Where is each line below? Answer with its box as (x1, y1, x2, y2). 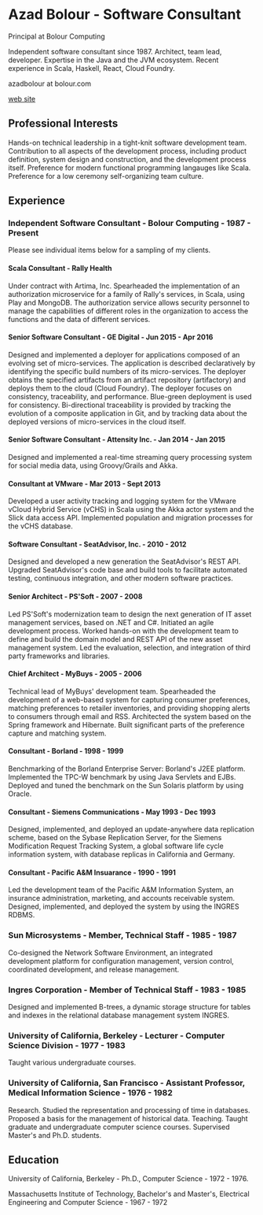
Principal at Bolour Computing (8, 31, 106, 41)
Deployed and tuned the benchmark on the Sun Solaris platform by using (8, 781, 244, 791)
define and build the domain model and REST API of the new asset (8, 634, 223, 643)
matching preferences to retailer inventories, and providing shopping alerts (8, 703, 250, 713)
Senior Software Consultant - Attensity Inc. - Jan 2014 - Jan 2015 (8, 435, 226, 444)
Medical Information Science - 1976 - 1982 (8, 1087, 173, 1098)
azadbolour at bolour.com (8, 79, 92, 88)
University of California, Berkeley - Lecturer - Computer (8, 1030, 225, 1041)
